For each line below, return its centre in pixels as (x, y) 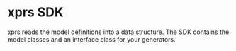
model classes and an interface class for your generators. (91, 39)
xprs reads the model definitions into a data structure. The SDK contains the (118, 32)
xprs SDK (35, 12)
